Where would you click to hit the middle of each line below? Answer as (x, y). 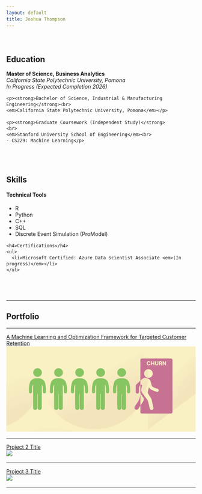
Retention (18, 343)
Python (24, 215)
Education (26, 59)
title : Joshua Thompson (36, 19)
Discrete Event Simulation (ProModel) (61, 234)
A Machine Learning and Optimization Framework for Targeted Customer (96, 337)
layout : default (26, 13)
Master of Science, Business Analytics (56, 74)
